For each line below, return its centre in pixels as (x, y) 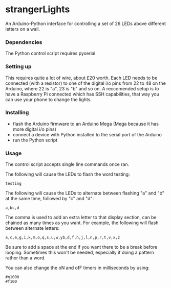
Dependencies (24, 42)
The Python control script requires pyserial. (51, 53)
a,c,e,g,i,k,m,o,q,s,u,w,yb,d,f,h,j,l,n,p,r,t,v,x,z (63, 238)
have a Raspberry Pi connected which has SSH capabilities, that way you (82, 94)
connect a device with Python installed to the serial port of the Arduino (87, 134)
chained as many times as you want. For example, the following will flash (82, 223)
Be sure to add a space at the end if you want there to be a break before (81, 247)
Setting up (18, 66)
